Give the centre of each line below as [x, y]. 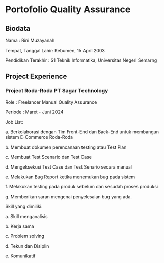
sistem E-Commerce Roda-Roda [39, 137]
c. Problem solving [25, 236]
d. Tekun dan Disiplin [27, 246]
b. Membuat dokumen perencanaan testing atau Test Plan [66, 147]
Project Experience [36, 76]
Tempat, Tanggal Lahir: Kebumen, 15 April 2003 [55, 50]
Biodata [18, 28]
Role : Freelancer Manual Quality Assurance [51, 102]
